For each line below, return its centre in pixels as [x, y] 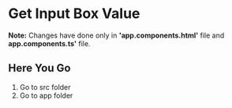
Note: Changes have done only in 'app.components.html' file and [116, 35]
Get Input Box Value [74, 14]
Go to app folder [46, 95]
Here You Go [39, 68]
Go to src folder [45, 87]
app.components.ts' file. [49, 43]
